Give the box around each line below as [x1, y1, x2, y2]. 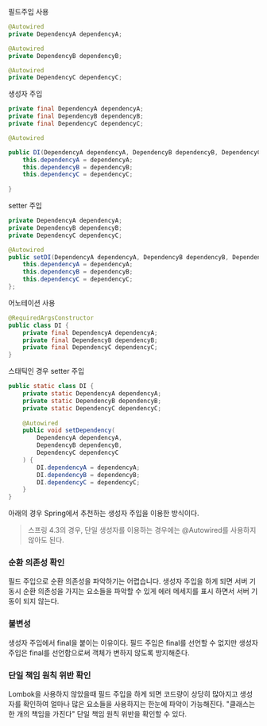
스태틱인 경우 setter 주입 [8, 367, 85, 376]
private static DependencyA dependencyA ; [22, 390, 161, 398]
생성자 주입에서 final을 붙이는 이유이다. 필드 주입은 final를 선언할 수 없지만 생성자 [8, 638, 258, 647]
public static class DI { [8, 382, 94, 390]
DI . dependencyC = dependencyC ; [37, 478, 141, 487]
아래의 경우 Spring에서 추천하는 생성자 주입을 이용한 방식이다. [8, 508, 199, 518]
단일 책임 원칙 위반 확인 [8, 670, 91, 681]
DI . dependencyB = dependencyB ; [37, 471, 141, 479]
